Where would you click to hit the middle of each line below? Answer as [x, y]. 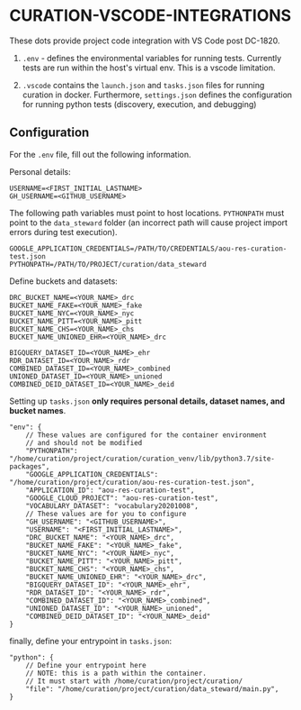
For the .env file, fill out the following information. [100, 154]
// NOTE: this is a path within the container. [116, 673]
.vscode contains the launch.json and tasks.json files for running [143, 85]
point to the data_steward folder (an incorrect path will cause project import [149, 223]
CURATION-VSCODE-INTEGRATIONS [150, 16]
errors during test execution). [64, 232]
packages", [30, 466]
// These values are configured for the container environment [146, 435]
